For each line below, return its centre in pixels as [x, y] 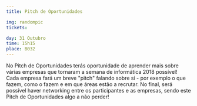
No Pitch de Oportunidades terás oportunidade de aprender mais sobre [93, 66]
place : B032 [21, 49]
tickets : [17, 28]
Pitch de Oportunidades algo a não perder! [58, 97]
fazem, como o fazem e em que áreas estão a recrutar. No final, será [89, 84]
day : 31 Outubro [26, 38]
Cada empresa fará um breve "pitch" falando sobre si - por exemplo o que [96, 78]
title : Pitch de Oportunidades [44, 11]
